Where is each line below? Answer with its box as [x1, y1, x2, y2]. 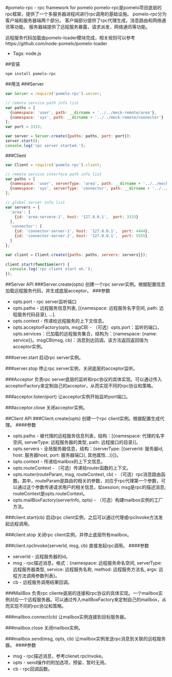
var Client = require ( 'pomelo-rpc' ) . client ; [5, 162, 102, 167]
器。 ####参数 [5, 642, 36, 648]
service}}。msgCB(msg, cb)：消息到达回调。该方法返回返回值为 [12, 337, 148, 343]
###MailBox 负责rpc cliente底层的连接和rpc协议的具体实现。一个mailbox [5, 590, 159, 596]
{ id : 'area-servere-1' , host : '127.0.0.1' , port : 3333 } [14, 214, 139, 219]
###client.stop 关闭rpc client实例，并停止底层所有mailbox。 [5, 532, 132, 538]
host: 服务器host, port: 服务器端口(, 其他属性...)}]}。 [12, 452, 121, 458]
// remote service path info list [5, 100, 79, 105]
